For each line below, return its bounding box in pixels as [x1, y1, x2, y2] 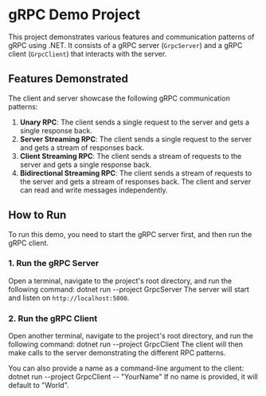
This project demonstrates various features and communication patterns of [8, 32, 255, 42]
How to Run [8, 208, 67, 222]
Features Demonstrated [8, 72, 129, 85]
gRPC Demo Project [8, 6, 141, 24]
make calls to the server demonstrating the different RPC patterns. [8, 348, 226, 358]
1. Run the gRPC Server [8, 258, 100, 269]
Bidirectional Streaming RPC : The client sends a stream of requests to [19, 168, 252, 177]
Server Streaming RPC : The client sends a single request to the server [19, 134, 252, 144]
